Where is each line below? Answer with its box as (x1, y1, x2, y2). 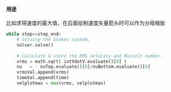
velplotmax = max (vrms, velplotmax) (16, 80, 107, 86)
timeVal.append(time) (16, 75, 69, 81)
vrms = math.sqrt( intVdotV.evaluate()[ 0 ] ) (16, 59, 127, 64)
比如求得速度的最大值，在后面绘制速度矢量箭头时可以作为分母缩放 (6, 19, 165, 26)
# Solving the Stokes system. (16, 37, 91, 43)
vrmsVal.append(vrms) (16, 69, 69, 76)
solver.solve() (16, 42, 54, 48)
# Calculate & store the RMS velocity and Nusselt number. (16, 53, 164, 59)
